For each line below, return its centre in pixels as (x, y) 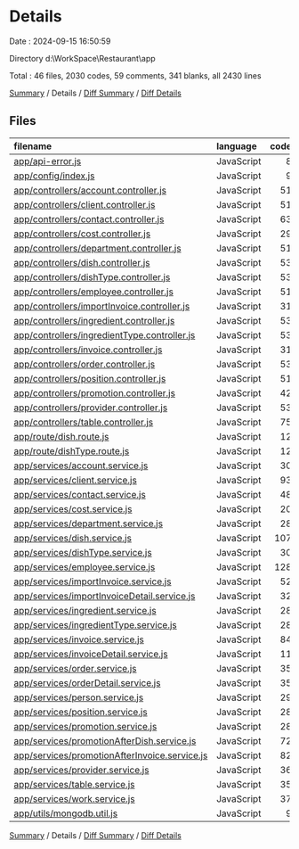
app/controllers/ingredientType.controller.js (105, 334)
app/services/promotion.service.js (85, 726)
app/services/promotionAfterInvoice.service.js (111, 755)
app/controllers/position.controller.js (90, 378)
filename (33, 146)
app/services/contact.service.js (80, 494)
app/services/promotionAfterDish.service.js (105, 740)
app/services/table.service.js (74, 784)
